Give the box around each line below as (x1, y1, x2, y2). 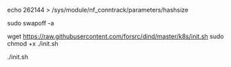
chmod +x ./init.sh (7, 40, 59, 47)
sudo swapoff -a (7, 19, 54, 27)
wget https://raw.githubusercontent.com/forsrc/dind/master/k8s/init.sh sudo (7, 32, 224, 40)
